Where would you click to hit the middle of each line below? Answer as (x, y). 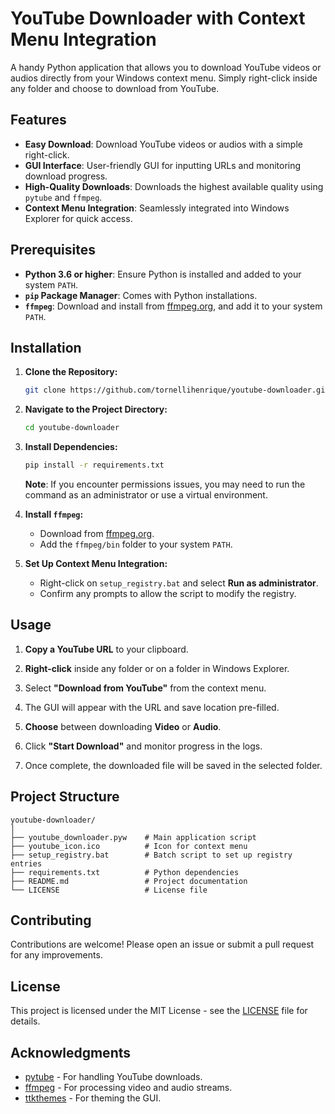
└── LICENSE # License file (109, 890)
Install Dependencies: (71, 447)
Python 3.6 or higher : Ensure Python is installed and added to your (163, 274)
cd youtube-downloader (72, 428)
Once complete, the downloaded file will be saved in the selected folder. (173, 765)
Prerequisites (53, 250)
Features (38, 120)
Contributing (51, 920)
